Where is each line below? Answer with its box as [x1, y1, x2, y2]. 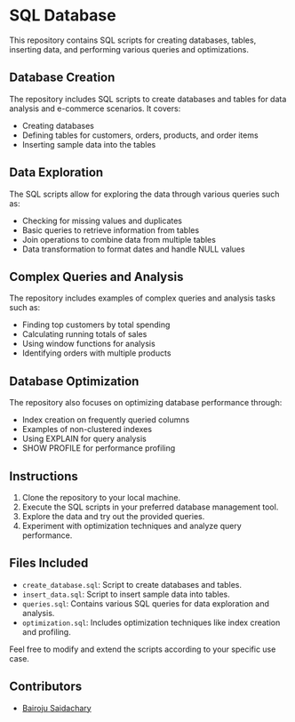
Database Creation [9, 70, 116, 85]
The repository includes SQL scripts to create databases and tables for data [9, 93, 287, 104]
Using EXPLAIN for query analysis [21, 433, 147, 445]
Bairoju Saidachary [21, 702, 92, 713]
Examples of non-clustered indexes [21, 424, 153, 435]
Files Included [9, 556, 89, 571]
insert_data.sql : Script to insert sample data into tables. [21, 589, 230, 599]
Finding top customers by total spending [21, 319, 171, 330]
